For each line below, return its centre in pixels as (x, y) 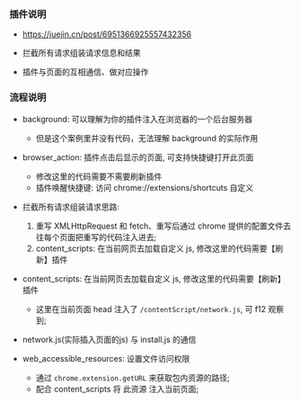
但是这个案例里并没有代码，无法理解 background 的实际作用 (147, 138)
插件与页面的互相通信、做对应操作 (85, 72)
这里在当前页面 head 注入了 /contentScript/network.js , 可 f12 (151, 309)
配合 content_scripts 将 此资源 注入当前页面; (117, 389)
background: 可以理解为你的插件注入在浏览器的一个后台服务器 (137, 119)
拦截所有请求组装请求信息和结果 (81, 53)
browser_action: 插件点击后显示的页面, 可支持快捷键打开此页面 (138, 157)
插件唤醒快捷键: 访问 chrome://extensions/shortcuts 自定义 (145, 187)
